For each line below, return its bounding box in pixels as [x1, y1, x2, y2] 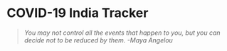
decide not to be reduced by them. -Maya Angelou [23, 35, 174, 44]
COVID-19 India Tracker [6, 5, 149, 21]
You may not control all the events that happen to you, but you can [23, 28, 221, 37]
